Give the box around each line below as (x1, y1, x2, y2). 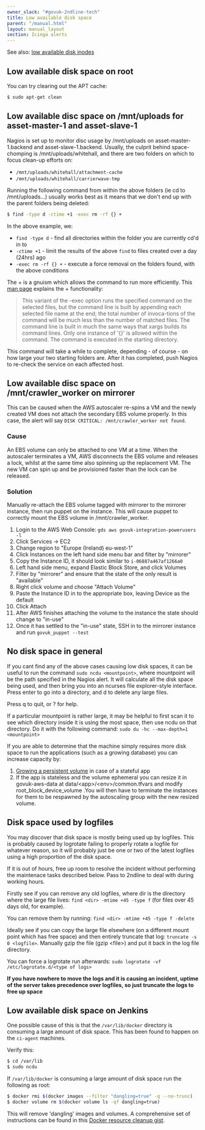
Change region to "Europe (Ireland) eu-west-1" (15, 544, 134, 552)
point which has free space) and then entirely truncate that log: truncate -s (7, 933, 197, 940)
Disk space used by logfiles (7, 817, 114, 828)
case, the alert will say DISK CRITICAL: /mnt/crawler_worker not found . (7, 417, 187, 425)
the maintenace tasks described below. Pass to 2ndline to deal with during (7, 871, 194, 878)
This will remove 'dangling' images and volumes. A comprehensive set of (7, 1110, 191, 1117)
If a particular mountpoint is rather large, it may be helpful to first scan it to (7, 712, 194, 720)
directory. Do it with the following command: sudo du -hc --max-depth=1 (7, 725, 188, 732)
